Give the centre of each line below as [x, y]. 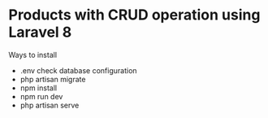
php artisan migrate [53, 79]
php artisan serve [50, 105]
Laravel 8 [40, 32]
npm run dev [41, 96]
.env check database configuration [78, 70]
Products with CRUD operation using [134, 15]
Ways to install [33, 55]
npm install [39, 88]
